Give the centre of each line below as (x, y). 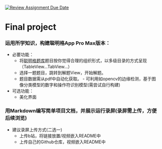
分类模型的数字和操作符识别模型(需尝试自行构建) (72, 85)
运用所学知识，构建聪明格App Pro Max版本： (58, 43)
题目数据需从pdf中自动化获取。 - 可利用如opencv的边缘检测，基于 (85, 79)
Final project (31, 27)
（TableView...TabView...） (46, 67)
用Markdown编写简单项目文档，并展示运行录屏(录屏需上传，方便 (81, 111)
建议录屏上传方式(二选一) (37, 130)
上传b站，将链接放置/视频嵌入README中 (60, 135)
